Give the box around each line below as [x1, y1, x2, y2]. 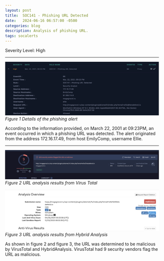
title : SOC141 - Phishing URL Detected [5, 13, 89, 18]
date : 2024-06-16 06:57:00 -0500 [5, 18, 78, 23]
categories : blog [5, 23, 41, 28]
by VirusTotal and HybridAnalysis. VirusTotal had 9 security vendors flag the [5, 246, 158, 252]
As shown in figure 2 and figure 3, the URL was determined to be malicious [5, 241, 156, 247]
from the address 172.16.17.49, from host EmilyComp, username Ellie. [5, 135, 143, 141]
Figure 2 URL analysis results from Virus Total [5, 180, 98, 186]
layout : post [5, 8, 32, 13]
